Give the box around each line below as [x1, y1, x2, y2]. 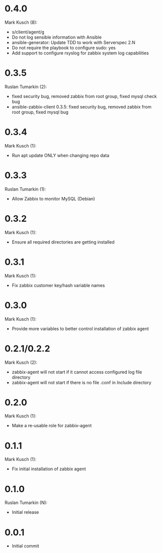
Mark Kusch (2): [4, 359, 38, 365]
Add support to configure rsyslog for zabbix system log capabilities [11, 50, 149, 56]
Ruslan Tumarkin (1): [4, 186, 46, 192]
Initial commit [11, 543, 40, 549]
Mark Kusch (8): [4, 19, 38, 25]
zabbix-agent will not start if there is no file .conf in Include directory [11, 379, 152, 385]
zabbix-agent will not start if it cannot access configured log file [11, 369, 142, 375]
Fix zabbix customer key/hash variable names [11, 282, 105, 288]
